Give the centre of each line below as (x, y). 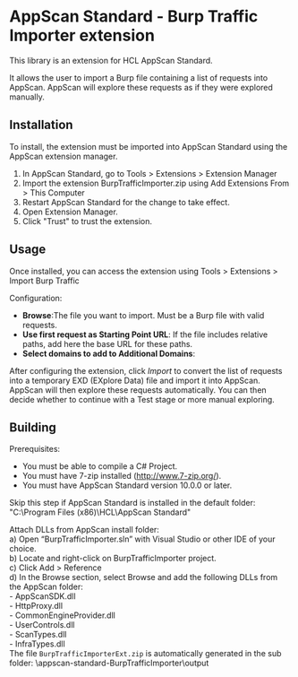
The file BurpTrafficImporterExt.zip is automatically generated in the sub (145, 654)
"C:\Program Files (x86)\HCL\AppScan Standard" (100, 512)
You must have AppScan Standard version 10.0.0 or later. (127, 485)
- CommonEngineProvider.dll (63, 615)
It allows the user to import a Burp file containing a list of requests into (139, 77)
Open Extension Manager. (70, 212)
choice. (23, 549)
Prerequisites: (35, 449)
